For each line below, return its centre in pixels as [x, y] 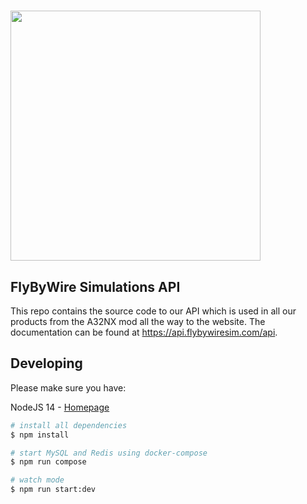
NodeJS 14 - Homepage [60, 407]
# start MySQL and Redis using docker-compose [109, 453]
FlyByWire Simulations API [95, 286]
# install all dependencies [69, 425]
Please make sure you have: [68, 387]
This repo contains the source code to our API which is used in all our [153, 311]
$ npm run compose [48, 462]
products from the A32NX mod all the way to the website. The [138, 321]
